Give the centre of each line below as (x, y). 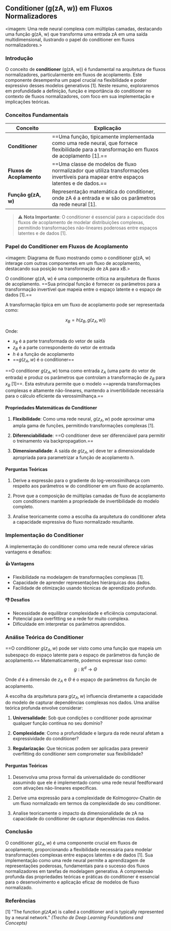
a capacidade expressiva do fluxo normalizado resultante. (73, 522)
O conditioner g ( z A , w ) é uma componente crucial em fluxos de (71, 843)
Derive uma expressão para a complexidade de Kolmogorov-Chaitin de (87, 798)
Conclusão (19, 831)
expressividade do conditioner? (46, 739)
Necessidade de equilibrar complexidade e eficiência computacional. (85, 613)
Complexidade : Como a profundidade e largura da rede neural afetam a (88, 733)
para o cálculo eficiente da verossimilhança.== (54, 396)
